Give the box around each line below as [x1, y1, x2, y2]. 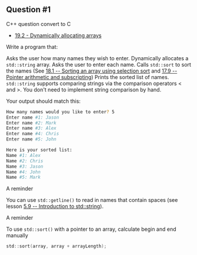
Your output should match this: [6, 97, 81, 104]
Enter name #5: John [6, 136, 57, 142]
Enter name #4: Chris [6, 131, 60, 137]
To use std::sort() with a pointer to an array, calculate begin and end [6, 225, 176, 233]
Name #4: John [6, 169, 41, 175]
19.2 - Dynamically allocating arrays [14, 32, 102, 39]
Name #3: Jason [6, 164, 44, 169]
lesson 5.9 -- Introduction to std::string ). [6, 203, 104, 210]
